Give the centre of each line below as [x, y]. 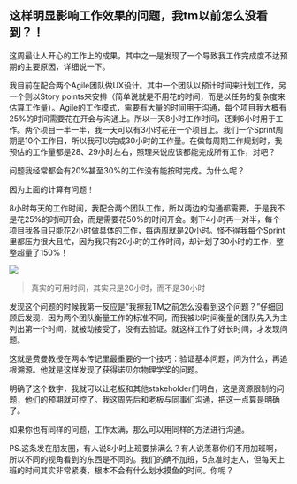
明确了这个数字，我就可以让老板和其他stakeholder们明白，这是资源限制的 [143, 388]
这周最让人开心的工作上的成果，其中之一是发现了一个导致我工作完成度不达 [145, 55]
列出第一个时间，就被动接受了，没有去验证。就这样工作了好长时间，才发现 [145, 328]
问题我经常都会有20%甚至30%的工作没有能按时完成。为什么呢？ [127, 170]
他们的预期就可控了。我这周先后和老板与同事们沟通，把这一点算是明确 [152, 399]
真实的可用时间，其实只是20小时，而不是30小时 [118, 288]
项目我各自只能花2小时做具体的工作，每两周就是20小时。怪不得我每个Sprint [147, 230]
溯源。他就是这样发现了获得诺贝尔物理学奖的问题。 [110, 369]
